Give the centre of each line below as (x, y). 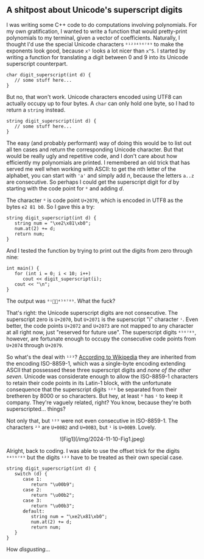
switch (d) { (31, 474)
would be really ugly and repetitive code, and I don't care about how (92, 156)
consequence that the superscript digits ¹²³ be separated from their (92, 389)
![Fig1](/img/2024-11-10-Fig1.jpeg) (102, 439)
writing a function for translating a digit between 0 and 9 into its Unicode (97, 57)
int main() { (23, 268)
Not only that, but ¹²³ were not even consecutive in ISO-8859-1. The (92, 420)
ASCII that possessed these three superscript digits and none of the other (99, 370)
